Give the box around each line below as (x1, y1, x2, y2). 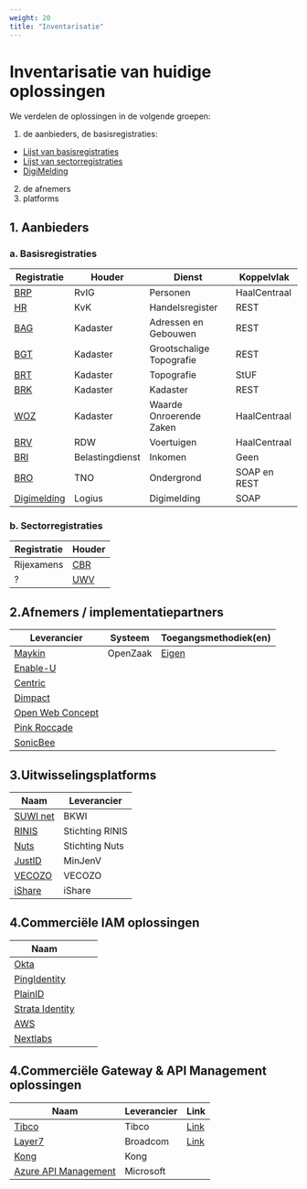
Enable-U (14, 662, 57, 675)
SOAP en (236, 466, 274, 478)
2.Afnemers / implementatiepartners (9, 605, 224, 620)
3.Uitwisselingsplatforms (9, 767, 157, 783)
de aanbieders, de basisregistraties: (22, 129, 158, 140)
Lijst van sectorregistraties (22, 156, 123, 167)
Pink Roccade (14, 722, 73, 734)
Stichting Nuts (63, 840, 125, 852)
